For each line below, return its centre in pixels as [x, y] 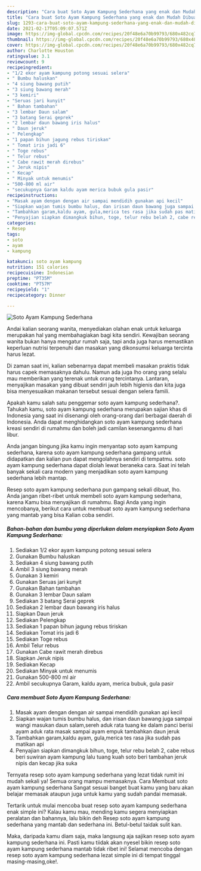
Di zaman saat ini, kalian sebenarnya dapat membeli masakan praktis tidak [98, 366]
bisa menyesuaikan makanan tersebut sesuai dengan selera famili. [88, 391]
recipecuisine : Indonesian [40, 273]
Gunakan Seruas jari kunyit [49, 582]
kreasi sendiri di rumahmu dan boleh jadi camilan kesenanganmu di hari [95, 428]
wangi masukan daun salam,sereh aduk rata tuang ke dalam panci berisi [104, 725]
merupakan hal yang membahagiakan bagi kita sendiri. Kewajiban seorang [98, 335]
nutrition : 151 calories [38, 267]
